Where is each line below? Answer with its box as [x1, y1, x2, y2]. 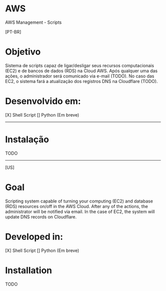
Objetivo [5, 46, 41, 57]
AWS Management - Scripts [5, 19, 62, 25]
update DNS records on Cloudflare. [5, 213, 77, 220]
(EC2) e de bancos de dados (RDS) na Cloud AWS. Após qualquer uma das [5, 68, 158, 74]
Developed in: [5, 231, 63, 242]
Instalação [5, 134, 49, 145]
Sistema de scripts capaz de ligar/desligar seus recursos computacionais [5, 62, 154, 68]
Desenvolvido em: [5, 96, 81, 107]
